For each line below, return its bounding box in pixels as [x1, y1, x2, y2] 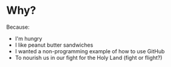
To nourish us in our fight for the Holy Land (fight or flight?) [15, 54, 163, 61]
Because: [6, 23, 30, 31]
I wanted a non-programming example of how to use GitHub [15, 47, 165, 54]
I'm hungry [15, 35, 42, 42]
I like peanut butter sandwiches [15, 41, 94, 48]
